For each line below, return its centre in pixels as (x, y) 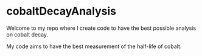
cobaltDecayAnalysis (61, 11)
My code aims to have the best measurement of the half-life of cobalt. (94, 46)
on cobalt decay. (27, 34)
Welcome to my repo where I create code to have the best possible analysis (101, 28)
